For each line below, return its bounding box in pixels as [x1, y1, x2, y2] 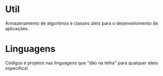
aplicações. [5, 25, 29, 31]
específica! [5, 65, 29, 71]
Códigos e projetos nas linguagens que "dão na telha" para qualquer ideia [5, 59, 158, 66]
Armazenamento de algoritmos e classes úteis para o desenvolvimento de [5, 20, 158, 26]
